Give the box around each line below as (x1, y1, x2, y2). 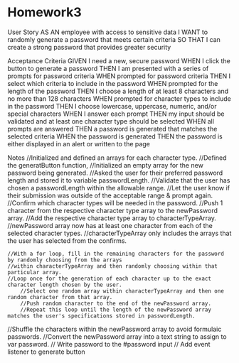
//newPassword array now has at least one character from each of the (7, 221, 213, 229)
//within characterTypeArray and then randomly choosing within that (7, 262, 218, 270)
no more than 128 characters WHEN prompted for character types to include (7, 94, 231, 103)
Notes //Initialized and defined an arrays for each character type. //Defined (7, 153, 227, 162)
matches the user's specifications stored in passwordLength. (7, 312, 196, 320)
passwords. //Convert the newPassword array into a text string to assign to (7, 332, 227, 341)
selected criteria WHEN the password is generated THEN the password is (7, 132, 223, 141)
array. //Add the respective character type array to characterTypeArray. (7, 214, 217, 222)
